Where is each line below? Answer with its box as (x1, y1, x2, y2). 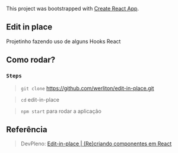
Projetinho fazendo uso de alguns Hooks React (6, 38, 121, 45)
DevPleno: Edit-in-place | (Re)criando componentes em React (20, 140, 172, 147)
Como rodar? (6, 55, 56, 65)
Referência (6, 124, 47, 135)
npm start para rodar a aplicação (20, 108, 102, 115)
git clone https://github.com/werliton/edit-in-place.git (20, 84, 154, 92)
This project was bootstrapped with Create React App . (6, 5, 139, 12)
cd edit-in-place (20, 96, 60, 103)
